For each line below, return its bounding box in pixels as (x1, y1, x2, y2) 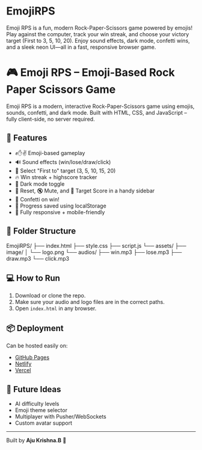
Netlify (14, 360, 32, 367)
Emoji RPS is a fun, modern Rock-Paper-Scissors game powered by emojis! (6, 24, 193, 31)
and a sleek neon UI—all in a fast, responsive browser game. (6, 43, 156, 51)
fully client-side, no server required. (6, 115, 95, 122)
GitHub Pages (14, 354, 50, 361)
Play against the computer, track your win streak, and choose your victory (6, 30, 189, 37)
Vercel (14, 367, 31, 374)
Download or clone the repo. (14, 292, 86, 299)
